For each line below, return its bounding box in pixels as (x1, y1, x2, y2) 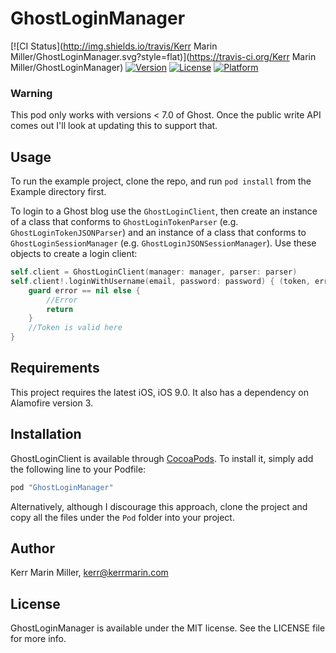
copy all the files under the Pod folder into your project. (10, 511, 235, 523)
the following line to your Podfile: (10, 463, 147, 475)
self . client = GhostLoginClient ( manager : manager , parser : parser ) (10, 267, 298, 277)
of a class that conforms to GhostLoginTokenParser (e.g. (10, 216, 239, 228)
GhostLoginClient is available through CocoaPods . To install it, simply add (10, 452, 314, 464)
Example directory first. (10, 186, 107, 198)
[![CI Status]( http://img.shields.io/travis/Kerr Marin (10, 40, 218, 52)
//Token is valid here (28, 323, 123, 333)
